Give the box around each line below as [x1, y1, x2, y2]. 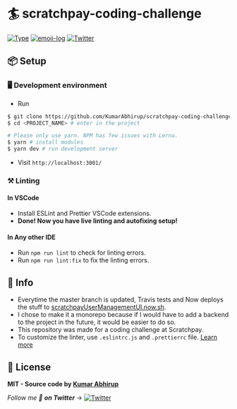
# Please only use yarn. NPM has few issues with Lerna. [7, 132, 178, 139]
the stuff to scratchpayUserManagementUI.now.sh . [17, 303, 166, 311]
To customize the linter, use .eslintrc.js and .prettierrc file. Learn [17, 333, 217, 342]
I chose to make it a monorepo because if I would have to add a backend [17, 311, 229, 319]
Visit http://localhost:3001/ [17, 159, 102, 166]
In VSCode [7, 193, 39, 202]
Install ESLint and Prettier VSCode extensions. [17, 209, 152, 218]
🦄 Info [7, 277, 34, 289]
